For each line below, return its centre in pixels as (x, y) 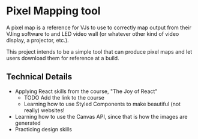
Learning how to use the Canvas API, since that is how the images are (101, 116)
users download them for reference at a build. (63, 58)
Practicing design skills (43, 129)
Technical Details (39, 77)
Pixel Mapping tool (53, 11)
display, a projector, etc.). (37, 40)
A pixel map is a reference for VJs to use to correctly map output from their (99, 27)
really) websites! (44, 110)
